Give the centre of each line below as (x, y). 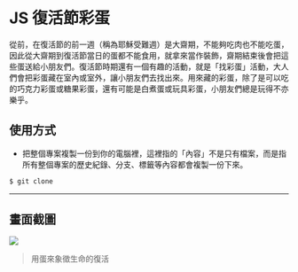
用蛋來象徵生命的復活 (70, 259)
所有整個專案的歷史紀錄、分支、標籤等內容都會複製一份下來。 (135, 164)
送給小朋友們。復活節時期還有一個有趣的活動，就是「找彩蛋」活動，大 (153, 66)
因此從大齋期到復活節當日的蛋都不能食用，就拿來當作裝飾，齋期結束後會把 (145, 55)
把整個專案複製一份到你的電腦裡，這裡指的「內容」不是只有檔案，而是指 (154, 153)
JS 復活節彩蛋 (60, 18)
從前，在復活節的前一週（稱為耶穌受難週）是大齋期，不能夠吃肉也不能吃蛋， (149, 44)
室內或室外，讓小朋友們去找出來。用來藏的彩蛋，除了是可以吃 (176, 77)
